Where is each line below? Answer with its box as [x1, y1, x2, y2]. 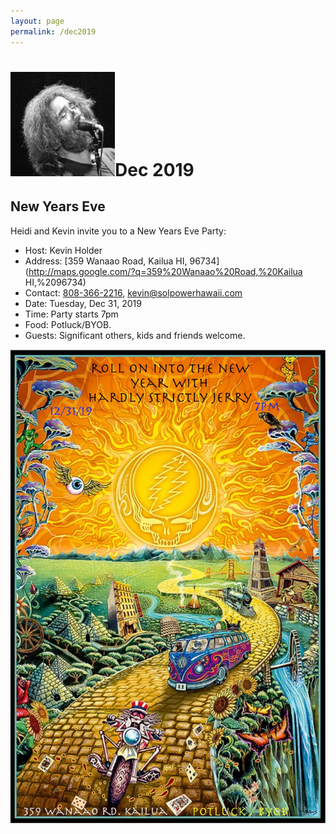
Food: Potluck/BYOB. [24, 318, 112, 330]
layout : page [10, 16, 65, 26]
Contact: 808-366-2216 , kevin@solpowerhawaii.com [24, 286, 243, 299]
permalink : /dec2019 [10, 26, 97, 37]
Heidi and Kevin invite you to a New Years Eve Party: [10, 225, 227, 237]
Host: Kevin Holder [24, 244, 103, 256]
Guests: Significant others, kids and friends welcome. [24, 329, 246, 341]
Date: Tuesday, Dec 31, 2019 [24, 297, 142, 309]
